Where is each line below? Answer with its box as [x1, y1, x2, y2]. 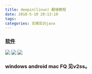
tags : [5, 16, 16, 21]
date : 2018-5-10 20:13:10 [5, 12, 58, 17]
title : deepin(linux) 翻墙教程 [5, 7, 66, 12]
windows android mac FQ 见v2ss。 [5, 63, 90, 70]
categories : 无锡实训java [5, 21, 56, 26]
